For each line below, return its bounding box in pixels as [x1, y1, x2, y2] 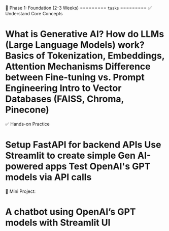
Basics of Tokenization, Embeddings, [5, 50, 165, 62]
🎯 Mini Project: [5, 188, 36, 194]
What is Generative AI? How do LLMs [5, 28, 164, 40]
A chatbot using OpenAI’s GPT [5, 206, 136, 218]
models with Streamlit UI [5, 217, 111, 228]
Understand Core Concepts [5, 11, 63, 16]
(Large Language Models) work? [5, 39, 145, 51]
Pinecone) [5, 104, 49, 115]
